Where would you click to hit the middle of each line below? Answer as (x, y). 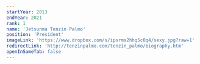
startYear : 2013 (27, 12)
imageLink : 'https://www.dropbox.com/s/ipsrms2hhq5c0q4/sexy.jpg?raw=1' (101, 40)
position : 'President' (35, 35)
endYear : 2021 (24, 18)
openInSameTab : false (34, 52)
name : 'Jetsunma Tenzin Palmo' (46, 29)
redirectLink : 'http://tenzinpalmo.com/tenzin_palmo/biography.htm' (95, 46)
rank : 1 (16, 23)
